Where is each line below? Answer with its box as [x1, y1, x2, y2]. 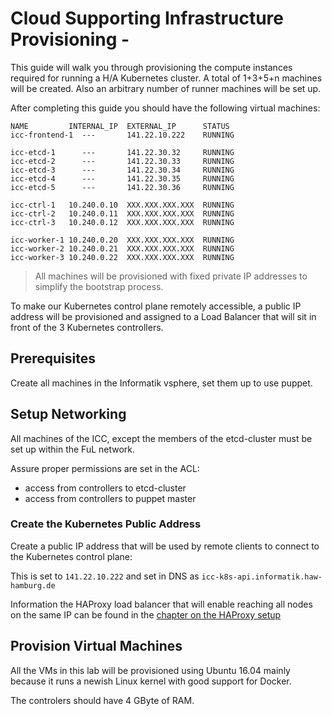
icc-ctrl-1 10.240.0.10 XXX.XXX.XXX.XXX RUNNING [10, 200, 235, 210]
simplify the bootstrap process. [34, 280, 164, 292]
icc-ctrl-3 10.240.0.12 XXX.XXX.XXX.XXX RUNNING [10, 217, 235, 227]
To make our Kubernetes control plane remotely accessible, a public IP [10, 300, 302, 312]
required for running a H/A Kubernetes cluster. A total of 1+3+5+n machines [10, 72, 323, 84]
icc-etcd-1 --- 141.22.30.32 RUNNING [10, 147, 235, 157]
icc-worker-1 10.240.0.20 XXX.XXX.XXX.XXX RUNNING [10, 235, 235, 245]
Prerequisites [10, 350, 96, 367]
